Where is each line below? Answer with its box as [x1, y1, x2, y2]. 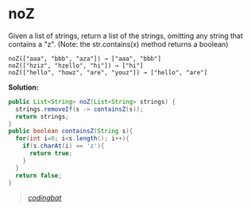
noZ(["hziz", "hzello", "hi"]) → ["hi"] [8, 61, 145, 70]
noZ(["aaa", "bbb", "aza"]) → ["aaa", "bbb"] [8, 55, 161, 63]
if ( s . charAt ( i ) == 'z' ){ [22, 142, 105, 151]
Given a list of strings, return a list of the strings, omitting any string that [8, 31, 244, 40]
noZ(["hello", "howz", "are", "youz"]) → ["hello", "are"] [8, 68, 208, 76]
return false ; [15, 171, 62, 179]
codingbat [27, 193, 62, 203]
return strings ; [15, 113, 69, 120]
